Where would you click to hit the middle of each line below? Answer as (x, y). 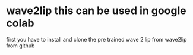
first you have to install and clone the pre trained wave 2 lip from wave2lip (96, 39)
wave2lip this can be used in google (96, 11)
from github (20, 46)
